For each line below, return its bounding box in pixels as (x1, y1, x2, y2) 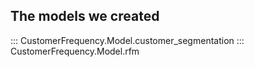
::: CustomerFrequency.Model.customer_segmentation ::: (10, 34, 245, 46)
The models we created (10, 8, 160, 25)
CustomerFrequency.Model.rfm (10, 45, 140, 57)
